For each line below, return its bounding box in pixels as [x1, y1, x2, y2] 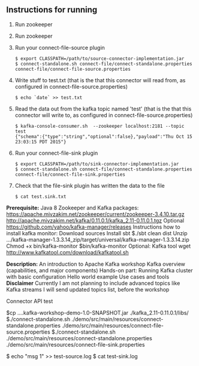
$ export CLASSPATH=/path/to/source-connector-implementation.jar [14, 55, 185, 62]
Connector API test [6, 297, 53, 305]
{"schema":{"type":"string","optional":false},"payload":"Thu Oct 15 [14, 133, 193, 140]
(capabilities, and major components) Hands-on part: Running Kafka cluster [6, 266, 193, 274]
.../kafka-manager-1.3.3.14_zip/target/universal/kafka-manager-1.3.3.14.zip [6, 236, 190, 243]
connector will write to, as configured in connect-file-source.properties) [14, 111, 193, 119]
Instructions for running [6, 5, 98, 15]
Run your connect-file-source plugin [14, 44, 105, 51]
